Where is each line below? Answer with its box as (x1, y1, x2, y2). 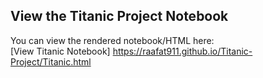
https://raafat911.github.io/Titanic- (112, 45, 253, 57)
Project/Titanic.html (10, 55, 92, 68)
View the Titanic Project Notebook (10, 8, 229, 25)
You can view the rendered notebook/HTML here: (10, 34, 215, 46)
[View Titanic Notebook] (10, 45, 111, 57)
